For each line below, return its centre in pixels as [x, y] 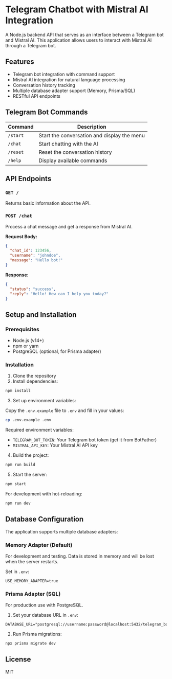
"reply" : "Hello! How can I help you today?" [59, 294]
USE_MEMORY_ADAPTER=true [32, 581]
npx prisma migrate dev [31, 644]
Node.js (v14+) [28, 341]
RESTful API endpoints [36, 96]
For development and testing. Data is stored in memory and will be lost [80, 556]
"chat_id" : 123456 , [31, 251]
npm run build [20, 465]
